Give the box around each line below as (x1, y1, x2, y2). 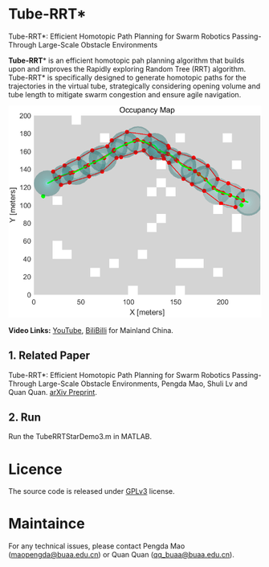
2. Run (8, 410, 42, 424)
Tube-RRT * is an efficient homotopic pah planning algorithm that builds (8, 55, 245, 65)
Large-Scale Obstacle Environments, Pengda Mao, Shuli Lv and (38, 379, 247, 388)
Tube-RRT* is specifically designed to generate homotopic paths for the (8, 72, 247, 82)
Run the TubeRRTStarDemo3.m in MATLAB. (8, 432, 153, 442)
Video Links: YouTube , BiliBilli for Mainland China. (8, 325, 174, 335)
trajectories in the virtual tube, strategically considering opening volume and (8, 81, 261, 91)
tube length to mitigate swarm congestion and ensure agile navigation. (8, 89, 242, 99)
